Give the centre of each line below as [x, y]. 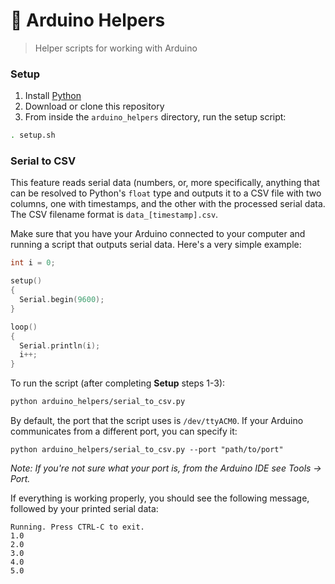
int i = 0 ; [33, 263]
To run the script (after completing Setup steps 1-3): [118, 383]
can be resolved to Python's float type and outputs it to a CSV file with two [166, 193]
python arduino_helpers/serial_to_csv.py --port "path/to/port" [147, 450]
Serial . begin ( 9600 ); [62, 300]
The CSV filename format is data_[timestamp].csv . [114, 215]
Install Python [53, 96]
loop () [24, 327]
